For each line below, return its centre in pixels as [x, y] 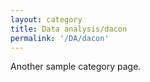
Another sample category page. [76, 67]
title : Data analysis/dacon [69, 29]
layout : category [46, 19]
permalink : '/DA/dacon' [60, 38]
